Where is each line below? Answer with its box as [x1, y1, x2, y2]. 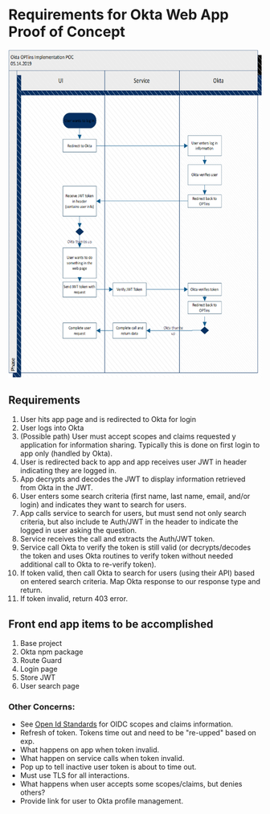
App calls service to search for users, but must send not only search [19, 509, 247, 518]
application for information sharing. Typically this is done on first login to [19, 440, 260, 450]
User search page [19, 681, 80, 691]
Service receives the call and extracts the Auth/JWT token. [19, 534, 215, 544]
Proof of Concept [8, 22, 126, 41]
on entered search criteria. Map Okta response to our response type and [19, 577, 261, 587]
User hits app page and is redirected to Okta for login [19, 415, 197, 424]
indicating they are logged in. [19, 466, 117, 476]
